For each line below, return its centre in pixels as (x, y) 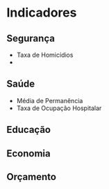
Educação (29, 130)
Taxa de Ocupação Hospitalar (59, 108)
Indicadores (42, 13)
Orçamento (32, 177)
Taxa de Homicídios (45, 55)
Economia (28, 153)
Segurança (31, 38)
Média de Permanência (50, 100)
